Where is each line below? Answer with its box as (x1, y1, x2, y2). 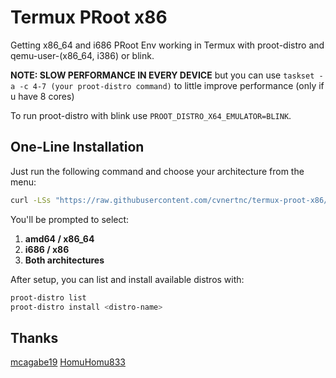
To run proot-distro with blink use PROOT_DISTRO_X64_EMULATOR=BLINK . (10, 109, 292, 121)
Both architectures (24, 254, 105, 266)
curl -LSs (10, 195, 52, 205)
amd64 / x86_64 (24, 232, 95, 245)
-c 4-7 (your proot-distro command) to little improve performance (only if (19, 79, 325, 91)
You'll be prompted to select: (10, 213, 130, 225)
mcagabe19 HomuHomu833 (10, 356, 126, 368)
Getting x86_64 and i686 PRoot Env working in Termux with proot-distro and (10, 39, 325, 51)
